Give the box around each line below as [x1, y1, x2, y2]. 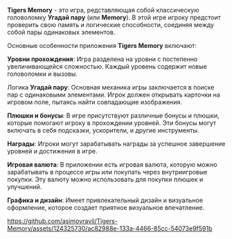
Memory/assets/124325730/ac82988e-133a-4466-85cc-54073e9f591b [7, 224, 213, 232]
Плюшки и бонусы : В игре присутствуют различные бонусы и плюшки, [7, 111, 220, 119]
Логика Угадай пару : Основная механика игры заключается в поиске [7, 83, 215, 91]
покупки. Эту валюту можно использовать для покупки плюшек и [7, 175, 204, 183]
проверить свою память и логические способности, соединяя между [7, 21, 215, 28]
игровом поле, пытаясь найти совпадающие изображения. [7, 98, 182, 106]
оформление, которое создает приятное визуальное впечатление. [7, 204, 205, 211]
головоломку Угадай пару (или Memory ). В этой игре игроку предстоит [7, 13, 222, 22]
